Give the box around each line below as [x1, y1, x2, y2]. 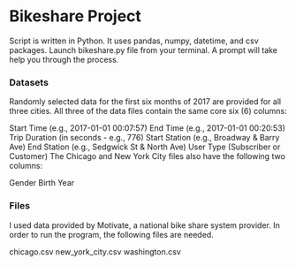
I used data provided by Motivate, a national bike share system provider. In [9, 219, 280, 231]
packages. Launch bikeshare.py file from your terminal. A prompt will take [9, 44, 278, 55]
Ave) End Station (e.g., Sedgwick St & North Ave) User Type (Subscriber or [9, 141, 281, 152]
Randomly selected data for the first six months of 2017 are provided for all [9, 96, 281, 107]
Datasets [9, 76, 49, 88]
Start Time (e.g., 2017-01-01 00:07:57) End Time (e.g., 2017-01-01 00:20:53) [9, 123, 285, 133]
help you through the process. [9, 54, 119, 65]
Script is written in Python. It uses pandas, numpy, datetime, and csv [9, 35, 259, 46]
